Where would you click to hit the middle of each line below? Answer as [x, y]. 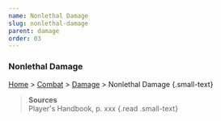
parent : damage [34, 31]
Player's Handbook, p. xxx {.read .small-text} [103, 108]
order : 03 [25, 38]
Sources [43, 100]
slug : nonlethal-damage [49, 23]
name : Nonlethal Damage [49, 16]
